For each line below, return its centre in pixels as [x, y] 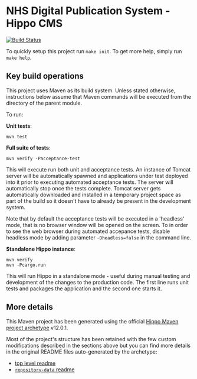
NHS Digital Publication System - [88, 11]
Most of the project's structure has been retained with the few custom [91, 339]
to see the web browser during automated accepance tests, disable [88, 231]
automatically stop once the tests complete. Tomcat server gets [83, 188]
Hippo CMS [35, 23]
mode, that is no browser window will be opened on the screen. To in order [97, 225]
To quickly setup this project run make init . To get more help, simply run [94, 51]
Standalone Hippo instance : [41, 249]
